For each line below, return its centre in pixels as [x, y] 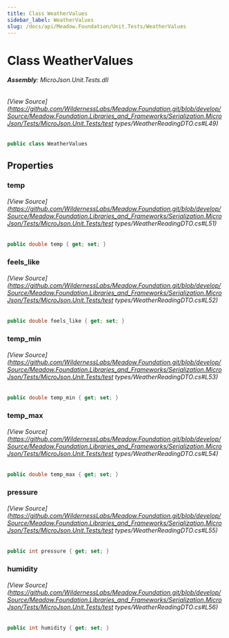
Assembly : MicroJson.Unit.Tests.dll [58, 80]
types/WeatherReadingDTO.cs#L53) [167, 377]
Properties [30, 165]
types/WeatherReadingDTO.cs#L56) [167, 607]
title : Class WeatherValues [48, 13]
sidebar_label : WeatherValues [51, 20]
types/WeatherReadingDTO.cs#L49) [167, 123]
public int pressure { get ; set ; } [58, 551]
